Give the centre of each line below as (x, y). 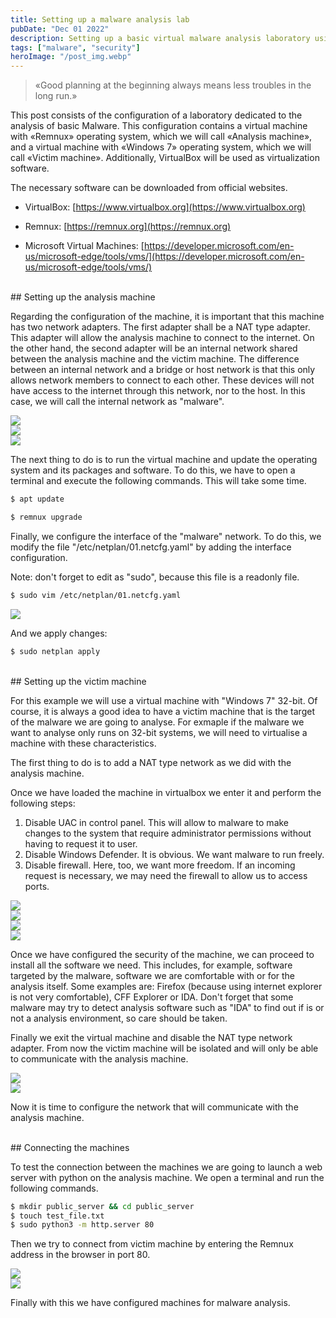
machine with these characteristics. (83, 743)
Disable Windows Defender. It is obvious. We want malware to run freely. (174, 854)
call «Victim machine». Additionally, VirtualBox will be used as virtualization (165, 158)
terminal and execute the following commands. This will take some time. (158, 481)
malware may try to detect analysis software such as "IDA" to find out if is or (167, 1007)
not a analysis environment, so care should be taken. (119, 1018)
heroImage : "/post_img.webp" (71, 57)
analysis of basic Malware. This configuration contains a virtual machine (159, 126)
